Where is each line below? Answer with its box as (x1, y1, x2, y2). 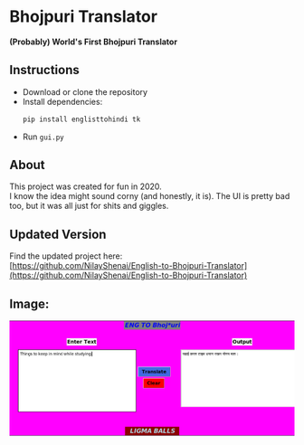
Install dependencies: (22, 96, 103, 107)
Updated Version (9, 226, 107, 241)
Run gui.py (22, 131, 65, 142)
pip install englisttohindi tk (22, 115, 141, 124)
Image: (9, 296, 50, 311)
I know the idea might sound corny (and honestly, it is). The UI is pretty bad (9, 191, 290, 202)
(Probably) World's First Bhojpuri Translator (9, 36, 178, 47)
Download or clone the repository (22, 86, 147, 97)
